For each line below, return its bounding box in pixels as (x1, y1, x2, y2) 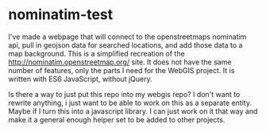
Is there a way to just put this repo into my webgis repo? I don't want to (8, 89, 241, 99)
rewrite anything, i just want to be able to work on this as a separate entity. (8, 98, 253, 107)
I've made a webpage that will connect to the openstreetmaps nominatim (8, 32, 247, 41)
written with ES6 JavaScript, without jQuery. (8, 74, 152, 83)
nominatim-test (8, 6, 114, 24)
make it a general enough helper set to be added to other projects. (8, 115, 226, 124)
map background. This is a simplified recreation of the (8, 49, 185, 58)
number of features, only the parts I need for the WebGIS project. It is (8, 65, 235, 75)
